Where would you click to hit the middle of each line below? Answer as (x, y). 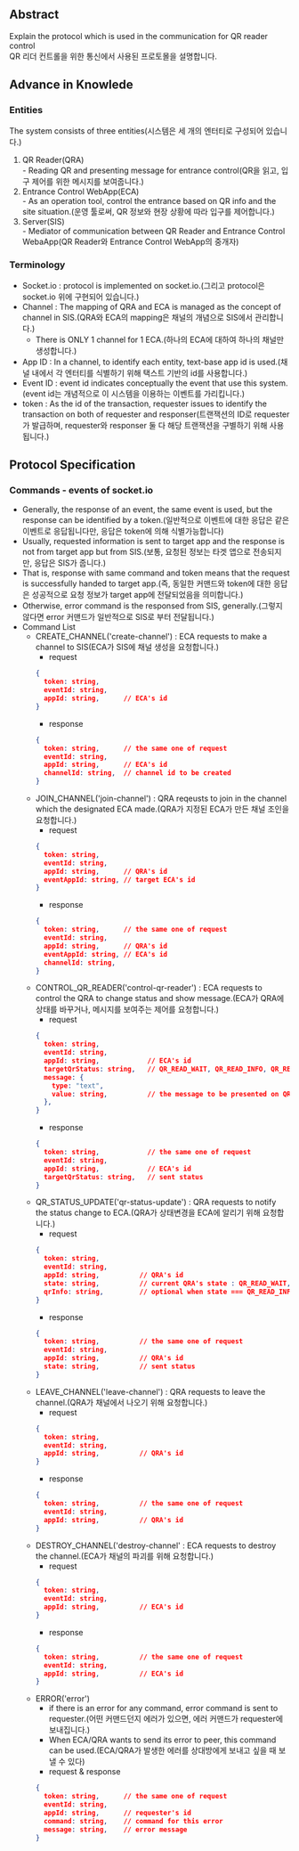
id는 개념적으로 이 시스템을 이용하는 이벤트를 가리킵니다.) (146, 393)
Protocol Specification (73, 465)
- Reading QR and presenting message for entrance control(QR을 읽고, (150, 170)
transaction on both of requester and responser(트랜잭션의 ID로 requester (156, 414)
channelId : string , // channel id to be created (137, 773)
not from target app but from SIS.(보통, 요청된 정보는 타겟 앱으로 (136, 552)
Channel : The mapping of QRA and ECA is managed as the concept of (152, 306)
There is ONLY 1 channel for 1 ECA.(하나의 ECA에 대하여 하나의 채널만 (160, 339)
